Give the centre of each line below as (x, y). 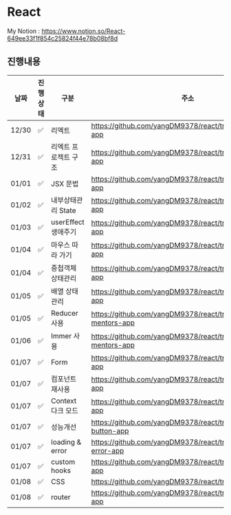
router (61, 497)
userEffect (68, 222)
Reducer (65, 313)
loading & (66, 442)
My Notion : (24, 31)
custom (63, 461)
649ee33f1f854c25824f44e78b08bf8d (63, 38)
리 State (64, 210)
